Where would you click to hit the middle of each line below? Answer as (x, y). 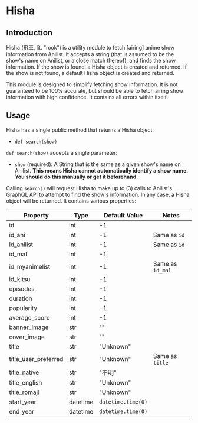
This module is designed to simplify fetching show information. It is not (92, 84)
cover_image (27, 337)
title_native (24, 372)
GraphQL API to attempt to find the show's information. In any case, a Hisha (98, 194)
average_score (29, 317)
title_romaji (24, 392)
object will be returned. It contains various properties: (71, 201)
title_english (26, 382)
